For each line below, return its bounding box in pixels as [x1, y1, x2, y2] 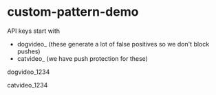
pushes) [17, 47, 41, 55]
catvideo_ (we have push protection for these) [17, 54, 148, 62]
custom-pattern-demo [7, 4, 139, 20]
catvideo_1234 [7, 81, 48, 89]
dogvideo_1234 [7, 68, 50, 76]
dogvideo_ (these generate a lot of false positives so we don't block [17, 40, 210, 48]
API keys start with [7, 27, 61, 35]
